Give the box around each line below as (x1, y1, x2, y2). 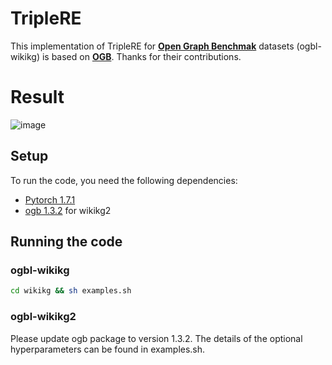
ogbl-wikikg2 (10, 310, 77, 324)
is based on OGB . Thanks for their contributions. (41, 50, 242, 62)
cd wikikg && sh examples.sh (10, 286, 132, 296)
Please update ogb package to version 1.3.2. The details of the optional (10, 332, 303, 344)
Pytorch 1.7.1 (24, 193, 76, 206)
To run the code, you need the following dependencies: (10, 174, 238, 186)
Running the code (10, 233, 123, 251)
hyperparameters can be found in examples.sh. (10, 343, 206, 355)
